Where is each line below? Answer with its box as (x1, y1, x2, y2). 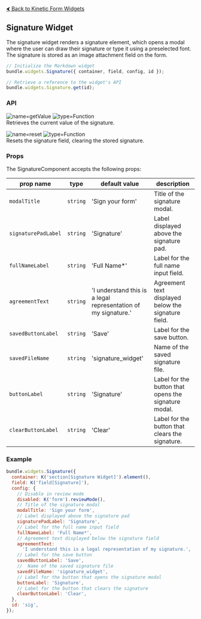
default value (100, 179, 139, 188)
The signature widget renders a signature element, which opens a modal (6, 38, 185, 45)
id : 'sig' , (11, 602, 39, 608)
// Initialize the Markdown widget (6, 63, 95, 69)
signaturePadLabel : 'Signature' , (17, 519, 100, 525)
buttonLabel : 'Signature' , (17, 580, 84, 586)
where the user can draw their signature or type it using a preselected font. (6, 45, 191, 52)
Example (6, 455, 32, 463)
